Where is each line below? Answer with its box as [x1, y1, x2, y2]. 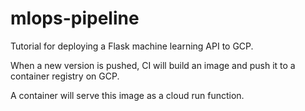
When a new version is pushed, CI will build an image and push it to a [10, 59, 296, 71]
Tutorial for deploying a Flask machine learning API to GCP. [10, 40, 254, 52]
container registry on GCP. [10, 70, 120, 82]
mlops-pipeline [10, 7, 140, 30]
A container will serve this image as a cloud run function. [10, 89, 245, 101]
